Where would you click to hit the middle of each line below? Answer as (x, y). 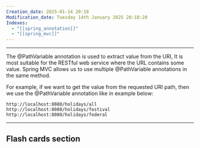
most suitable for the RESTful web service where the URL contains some (95, 63)
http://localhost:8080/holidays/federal (57, 115)
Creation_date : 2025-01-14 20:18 (48, 12)
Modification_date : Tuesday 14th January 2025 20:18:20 (77, 17)
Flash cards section (43, 139)
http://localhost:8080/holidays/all (51, 104)
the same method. (28, 76)
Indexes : (17, 23)
